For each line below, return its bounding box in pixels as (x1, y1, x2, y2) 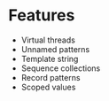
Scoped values (20, 82, 76, 92)
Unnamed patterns (20, 43, 90, 54)
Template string (20, 53, 79, 64)
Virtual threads (20, 35, 76, 45)
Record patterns (20, 72, 81, 82)
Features (8, 5, 75, 26)
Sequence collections (20, 63, 101, 74)
